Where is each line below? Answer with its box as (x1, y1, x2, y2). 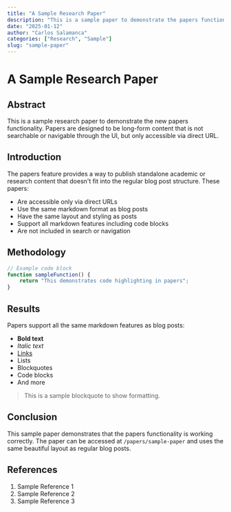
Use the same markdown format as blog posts (16, 205, 148, 213)
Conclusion (7, 411, 58, 423)
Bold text (16, 334, 44, 342)
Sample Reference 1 (16, 482, 74, 491)
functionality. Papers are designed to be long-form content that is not (7, 124, 203, 132)
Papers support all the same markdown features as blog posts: (7, 321, 185, 329)
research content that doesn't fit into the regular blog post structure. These (7, 176, 220, 185)
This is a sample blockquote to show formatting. (23, 391, 160, 399)
